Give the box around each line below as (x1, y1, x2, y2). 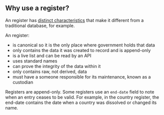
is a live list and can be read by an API (12, 52, 92, 58)
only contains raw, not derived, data (12, 68, 87, 74)
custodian (12, 79, 34, 85)
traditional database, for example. (5, 22, 75, 28)
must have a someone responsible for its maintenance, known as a (12, 73, 151, 79)
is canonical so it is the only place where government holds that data (12, 42, 155, 48)
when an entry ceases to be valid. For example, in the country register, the (5, 94, 159, 100)
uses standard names (12, 57, 58, 64)
